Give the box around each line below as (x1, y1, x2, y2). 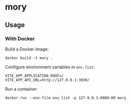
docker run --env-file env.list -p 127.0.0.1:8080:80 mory (5, 95, 127, 100)
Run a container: (5, 86, 38, 92)
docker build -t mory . (5, 55, 53, 60)
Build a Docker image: (5, 46, 49, 52)
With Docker (5, 35, 35, 42)
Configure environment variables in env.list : (5, 64, 95, 70)
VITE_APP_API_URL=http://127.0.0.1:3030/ (5, 77, 90, 82)
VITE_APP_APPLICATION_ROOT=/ (5, 73, 64, 78)
